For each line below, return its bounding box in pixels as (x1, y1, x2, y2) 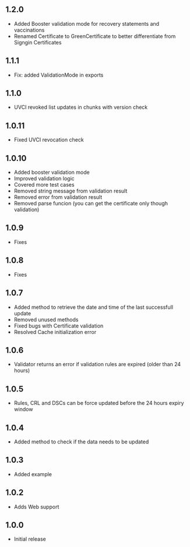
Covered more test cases (13, 181, 75, 188)
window (13, 406, 33, 413)
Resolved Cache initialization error (13, 328, 97, 335)
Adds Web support (13, 503, 59, 510)
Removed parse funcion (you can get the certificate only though (13, 200, 168, 207)
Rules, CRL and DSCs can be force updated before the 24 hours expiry (13, 400, 184, 407)
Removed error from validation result (13, 194, 103, 201)
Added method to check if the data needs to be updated (13, 438, 149, 445)
